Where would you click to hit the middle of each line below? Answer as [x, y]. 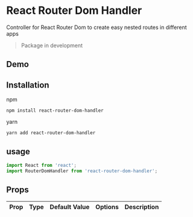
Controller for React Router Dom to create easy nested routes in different [96, 27]
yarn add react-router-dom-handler [51, 133]
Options [107, 207]
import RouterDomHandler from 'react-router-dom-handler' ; [82, 171]
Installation [28, 85]
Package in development [52, 45]
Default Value [70, 207]
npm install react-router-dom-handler [55, 111]
